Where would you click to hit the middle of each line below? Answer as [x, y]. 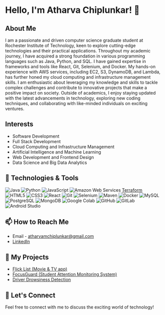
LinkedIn [21, 242]
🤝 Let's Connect [30, 295]
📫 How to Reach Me [37, 222]
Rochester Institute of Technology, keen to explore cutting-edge [71, 46]
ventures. [15, 109]
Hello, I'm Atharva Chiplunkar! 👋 [73, 10]
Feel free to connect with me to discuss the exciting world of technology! [80, 307]
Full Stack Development [36, 141]
